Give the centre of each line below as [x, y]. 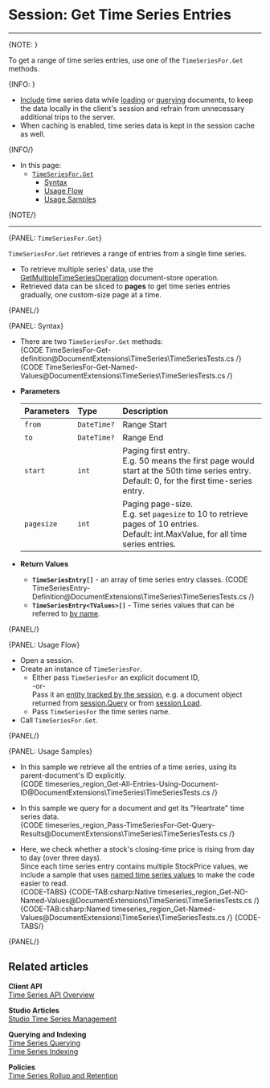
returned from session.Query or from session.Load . [117, 703]
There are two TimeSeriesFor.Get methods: [91, 341]
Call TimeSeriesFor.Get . [59, 720]
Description [145, 411]
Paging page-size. [157, 504]
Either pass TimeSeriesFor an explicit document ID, [116, 677]
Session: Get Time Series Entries [120, 15]
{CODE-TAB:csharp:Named [65, 909]
